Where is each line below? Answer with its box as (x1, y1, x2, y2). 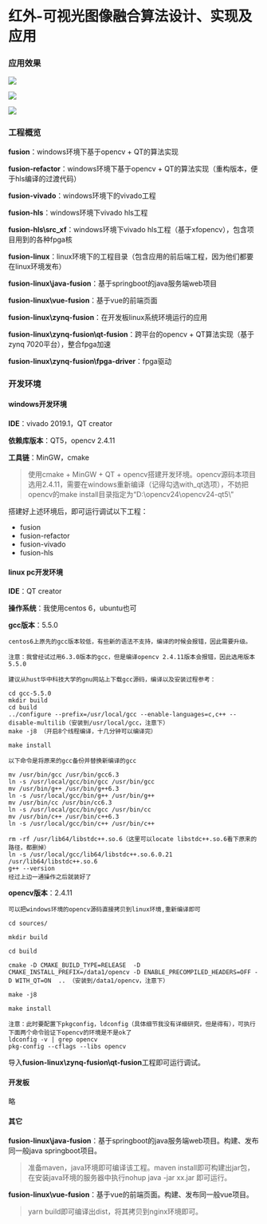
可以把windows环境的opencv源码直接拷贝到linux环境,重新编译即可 (8, 906, 201, 914)
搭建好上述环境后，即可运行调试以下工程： (8, 506, 148, 515)
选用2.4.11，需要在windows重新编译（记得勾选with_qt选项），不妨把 (27, 480, 249, 489)
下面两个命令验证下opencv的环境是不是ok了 (8, 1029, 132, 1037)
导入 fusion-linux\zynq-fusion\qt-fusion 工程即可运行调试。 (8, 1058, 206, 1068)
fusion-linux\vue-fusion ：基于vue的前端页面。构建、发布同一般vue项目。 (8, 1190, 253, 1199)
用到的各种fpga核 (14, 235, 73, 244)
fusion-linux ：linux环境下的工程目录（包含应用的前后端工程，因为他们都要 (8, 251, 253, 261)
